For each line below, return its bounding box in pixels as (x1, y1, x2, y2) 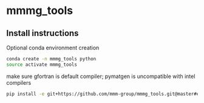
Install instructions (6, 28, 79, 38)
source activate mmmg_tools (6, 62, 78, 68)
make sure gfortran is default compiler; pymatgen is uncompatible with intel (6, 73, 195, 80)
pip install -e (6, 91, 45, 97)
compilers (6, 79, 32, 86)
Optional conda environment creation (6, 44, 100, 51)
